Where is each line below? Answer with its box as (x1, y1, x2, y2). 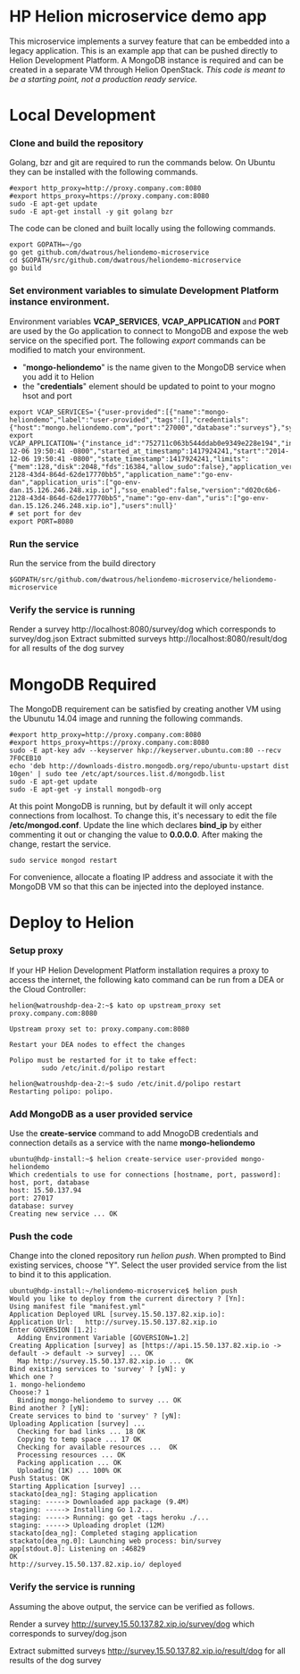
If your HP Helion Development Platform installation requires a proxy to (9, 965, 270, 975)
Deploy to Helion (9, 913, 135, 933)
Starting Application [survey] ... (9, 1482, 142, 1491)
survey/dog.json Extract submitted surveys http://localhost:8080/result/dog (9, 633, 287, 644)
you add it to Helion (21, 371, 95, 381)
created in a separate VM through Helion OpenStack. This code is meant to (9, 64, 286, 75)
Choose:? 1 (9, 1388, 50, 1397)
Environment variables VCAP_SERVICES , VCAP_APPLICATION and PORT (9, 315, 280, 327)
